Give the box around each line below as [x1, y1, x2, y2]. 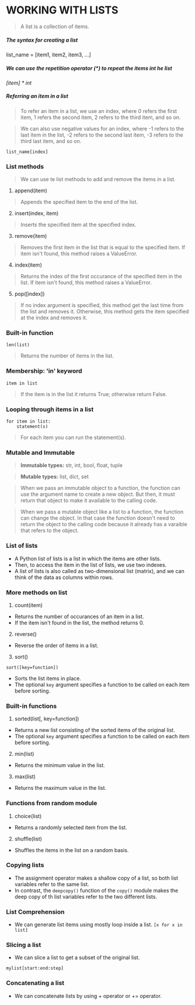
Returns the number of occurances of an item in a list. [14, 613, 144, 620]
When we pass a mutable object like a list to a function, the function [20, 508, 184, 516]
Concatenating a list [6, 979, 65, 987]
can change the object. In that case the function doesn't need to [20, 515, 175, 522]
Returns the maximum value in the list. [14, 785, 107, 792]
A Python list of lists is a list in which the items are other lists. [14, 555, 162, 562]
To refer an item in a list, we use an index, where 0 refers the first [20, 107, 177, 114]
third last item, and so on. [20, 137, 82, 144]
